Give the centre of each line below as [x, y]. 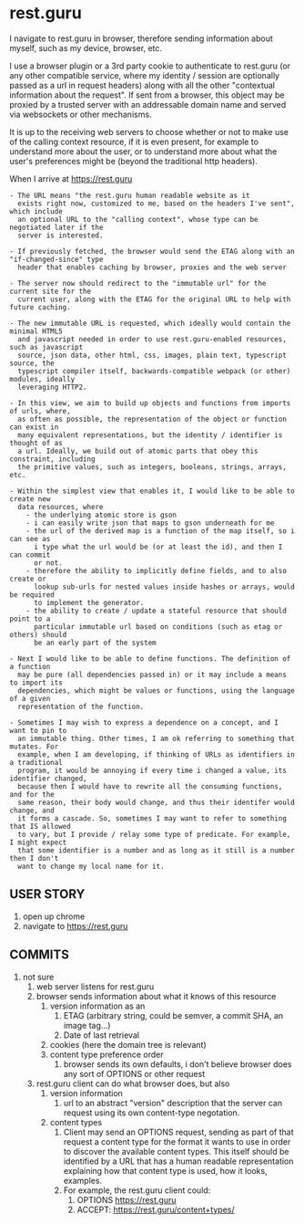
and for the [32, 794]
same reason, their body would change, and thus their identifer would [157, 802]
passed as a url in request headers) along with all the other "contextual [142, 85]
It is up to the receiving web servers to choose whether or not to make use [149, 131]
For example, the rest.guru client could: [137, 1190]
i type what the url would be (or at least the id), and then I [158, 547]
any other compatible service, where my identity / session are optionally [145, 75]
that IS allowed [40, 826]
